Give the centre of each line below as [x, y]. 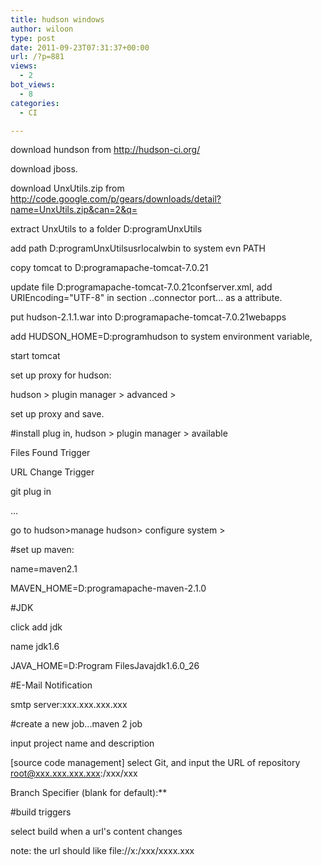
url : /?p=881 [37, 57]
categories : [35, 103]
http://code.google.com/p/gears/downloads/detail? [116, 199]
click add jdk [36, 627]
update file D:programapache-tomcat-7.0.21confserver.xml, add [141, 287]
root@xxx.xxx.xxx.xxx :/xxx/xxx [74, 773]
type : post [33, 38]
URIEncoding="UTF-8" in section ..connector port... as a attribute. [146, 298]
